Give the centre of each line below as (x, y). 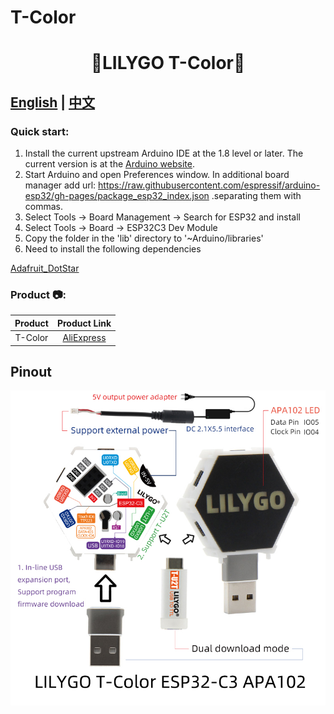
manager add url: (60, 185)
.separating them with (256, 196)
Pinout (31, 372)
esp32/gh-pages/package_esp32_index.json (117, 196)
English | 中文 (53, 102)
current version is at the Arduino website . (109, 164)
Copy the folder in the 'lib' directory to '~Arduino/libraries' (144, 238)
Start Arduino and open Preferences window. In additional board (157, 175)
